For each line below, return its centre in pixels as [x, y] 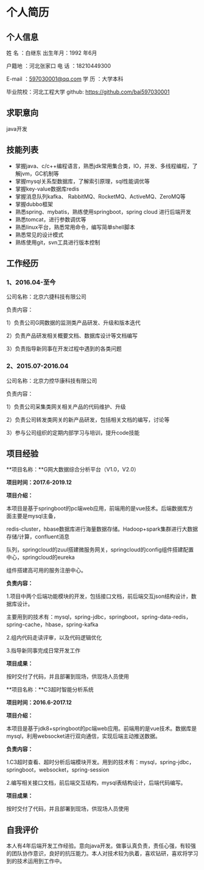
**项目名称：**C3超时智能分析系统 [50, 690]
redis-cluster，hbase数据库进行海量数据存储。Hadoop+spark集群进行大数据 [102, 529]
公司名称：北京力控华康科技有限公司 [52, 380]
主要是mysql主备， [35, 516]
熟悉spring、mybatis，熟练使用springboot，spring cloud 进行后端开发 [103, 212]
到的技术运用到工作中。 [36, 861]
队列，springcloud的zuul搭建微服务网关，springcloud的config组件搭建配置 [100, 550]
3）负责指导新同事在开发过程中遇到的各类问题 [64, 348]
